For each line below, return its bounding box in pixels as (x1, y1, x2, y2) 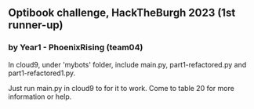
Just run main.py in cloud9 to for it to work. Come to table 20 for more (8, 83, 235, 93)
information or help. (8, 92, 72, 101)
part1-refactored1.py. (8, 68, 76, 78)
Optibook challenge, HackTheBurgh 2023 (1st (8, 6, 236, 20)
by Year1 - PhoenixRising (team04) (8, 42, 143, 53)
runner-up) (8, 19, 63, 32)
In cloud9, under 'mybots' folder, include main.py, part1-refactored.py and (8, 60, 247, 69)
